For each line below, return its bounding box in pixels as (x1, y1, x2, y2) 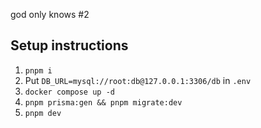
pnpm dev (24, 108, 62, 118)
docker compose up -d (24, 87, 115, 97)
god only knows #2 (10, 9, 90, 20)
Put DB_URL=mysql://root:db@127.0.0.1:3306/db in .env (24, 74, 252, 86)
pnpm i (24, 65, 53, 76)
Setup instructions (10, 37, 129, 54)
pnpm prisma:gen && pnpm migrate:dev (24, 97, 183, 108)
